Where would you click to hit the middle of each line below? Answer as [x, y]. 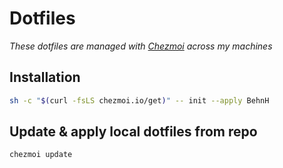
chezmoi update [41, 155]
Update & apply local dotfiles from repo [133, 132]
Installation [45, 77]
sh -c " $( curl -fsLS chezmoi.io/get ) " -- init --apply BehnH [139, 100]
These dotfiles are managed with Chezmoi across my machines [141, 46]
